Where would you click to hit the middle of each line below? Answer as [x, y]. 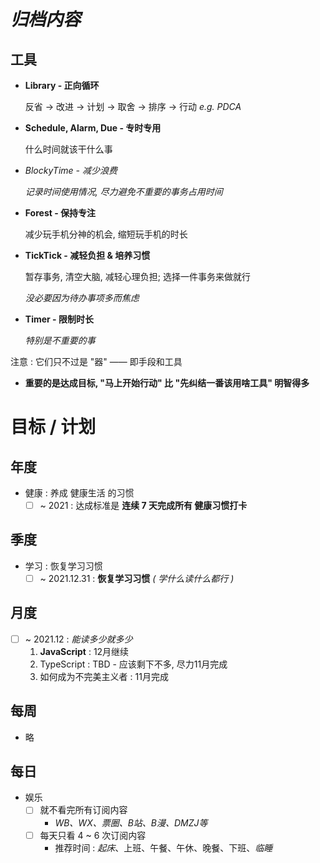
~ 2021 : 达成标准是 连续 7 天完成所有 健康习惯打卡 [143, 505]
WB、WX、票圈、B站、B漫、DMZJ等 [131, 822]
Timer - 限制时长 [59, 319]
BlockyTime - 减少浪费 [71, 170]
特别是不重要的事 [60, 340]
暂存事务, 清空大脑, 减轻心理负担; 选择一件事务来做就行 [137, 276]
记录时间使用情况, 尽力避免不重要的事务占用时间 [123, 191]
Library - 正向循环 [62, 85]
